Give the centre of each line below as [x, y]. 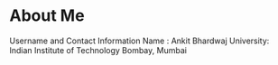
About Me [47, 16]
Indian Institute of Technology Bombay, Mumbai [98, 50]
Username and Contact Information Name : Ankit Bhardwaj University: [139, 41]
